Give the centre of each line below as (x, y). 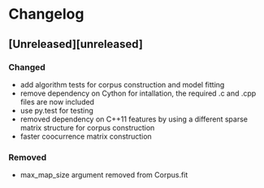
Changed (27, 67)
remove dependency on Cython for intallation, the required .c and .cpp (138, 93)
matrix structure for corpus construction (87, 127)
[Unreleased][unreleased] (76, 44)
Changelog (46, 14)
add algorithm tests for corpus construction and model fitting (122, 84)
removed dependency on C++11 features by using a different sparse (134, 119)
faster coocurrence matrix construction (86, 136)
